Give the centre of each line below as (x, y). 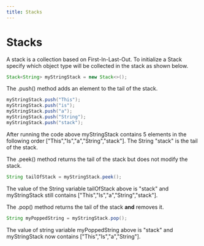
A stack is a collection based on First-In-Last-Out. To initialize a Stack (94, 59)
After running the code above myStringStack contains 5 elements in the (96, 134)
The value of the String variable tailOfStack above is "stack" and (88, 188)
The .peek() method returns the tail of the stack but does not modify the (97, 159)
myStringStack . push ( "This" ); (43, 100)
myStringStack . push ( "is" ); (41, 106)
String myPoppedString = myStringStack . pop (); (67, 218)
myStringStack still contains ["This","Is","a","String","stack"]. (82, 195)
